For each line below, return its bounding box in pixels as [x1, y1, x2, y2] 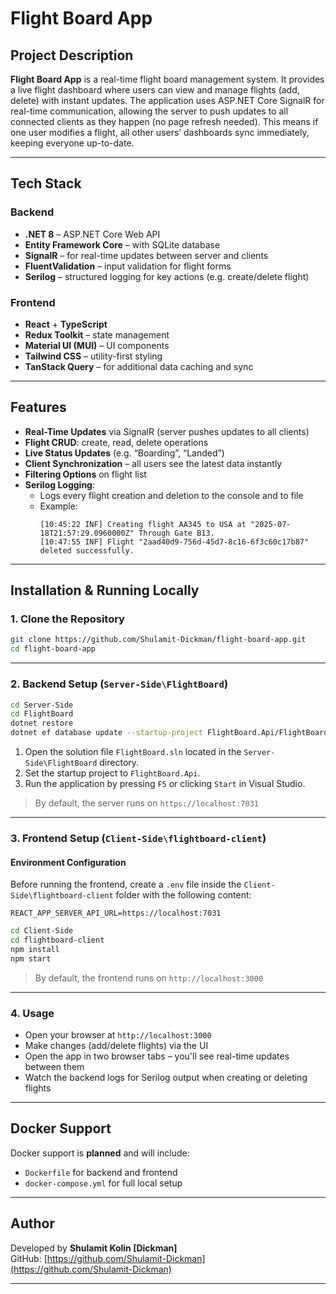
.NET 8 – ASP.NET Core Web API [24, 228, 161, 240]
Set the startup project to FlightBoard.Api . [24, 767, 201, 779]
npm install [10, 944, 60, 954]
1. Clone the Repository [10, 612, 125, 626]
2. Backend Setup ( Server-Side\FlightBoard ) [10, 677, 229, 691]
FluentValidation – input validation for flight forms [24, 260, 232, 272]
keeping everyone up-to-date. [10, 137, 135, 149]
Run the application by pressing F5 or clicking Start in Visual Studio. [24, 778, 306, 790]
